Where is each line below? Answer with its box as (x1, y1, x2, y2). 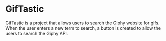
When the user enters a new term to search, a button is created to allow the (5, 25, 161, 31)
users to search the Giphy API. (5, 30, 68, 36)
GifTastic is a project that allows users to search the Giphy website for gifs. (5, 20, 160, 26)
